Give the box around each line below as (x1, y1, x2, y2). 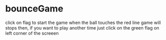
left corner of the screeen (5, 30, 59, 36)
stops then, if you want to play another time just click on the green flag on (5, 24, 159, 30)
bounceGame (5, 3, 63, 14)
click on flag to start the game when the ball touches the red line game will (5, 19, 161, 25)
